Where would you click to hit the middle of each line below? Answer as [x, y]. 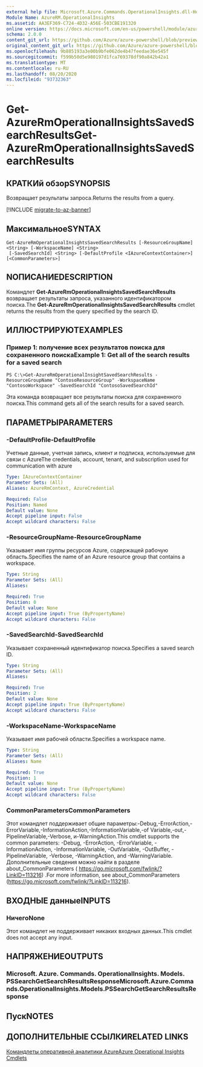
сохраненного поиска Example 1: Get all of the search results [98, 355]
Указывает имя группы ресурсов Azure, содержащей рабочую [87, 550]
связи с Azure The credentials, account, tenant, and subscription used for [98, 460]
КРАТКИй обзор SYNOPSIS [58, 183]
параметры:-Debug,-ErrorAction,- [150, 824]
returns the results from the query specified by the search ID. [82, 311]
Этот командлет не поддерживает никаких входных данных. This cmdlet [99, 931]
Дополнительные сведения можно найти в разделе [73, 862]
